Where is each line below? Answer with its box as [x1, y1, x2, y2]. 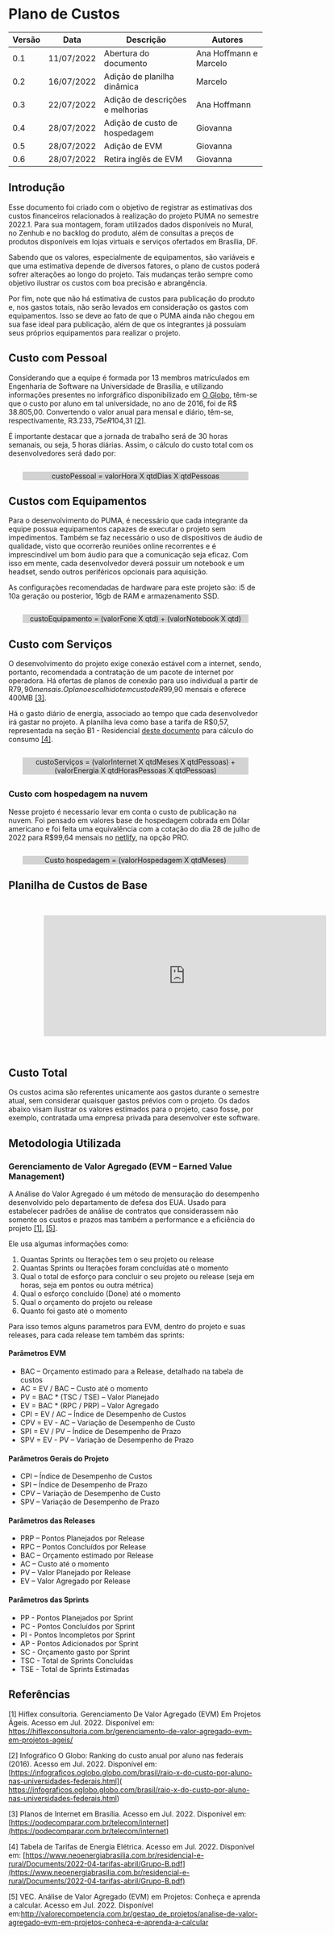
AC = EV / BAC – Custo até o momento [19, 1384, 148, 1394]
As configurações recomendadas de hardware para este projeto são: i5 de [8, 582, 256, 593]
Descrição [126, 34, 167, 45]
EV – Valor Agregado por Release [19, 1576, 131, 1586]
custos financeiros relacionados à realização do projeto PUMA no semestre [8, 211, 260, 220]
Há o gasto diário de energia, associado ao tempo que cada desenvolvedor [8, 709, 258, 719]
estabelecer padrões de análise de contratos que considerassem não [8, 1206, 239, 1216]
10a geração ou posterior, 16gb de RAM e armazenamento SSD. [8, 591, 219, 601]
